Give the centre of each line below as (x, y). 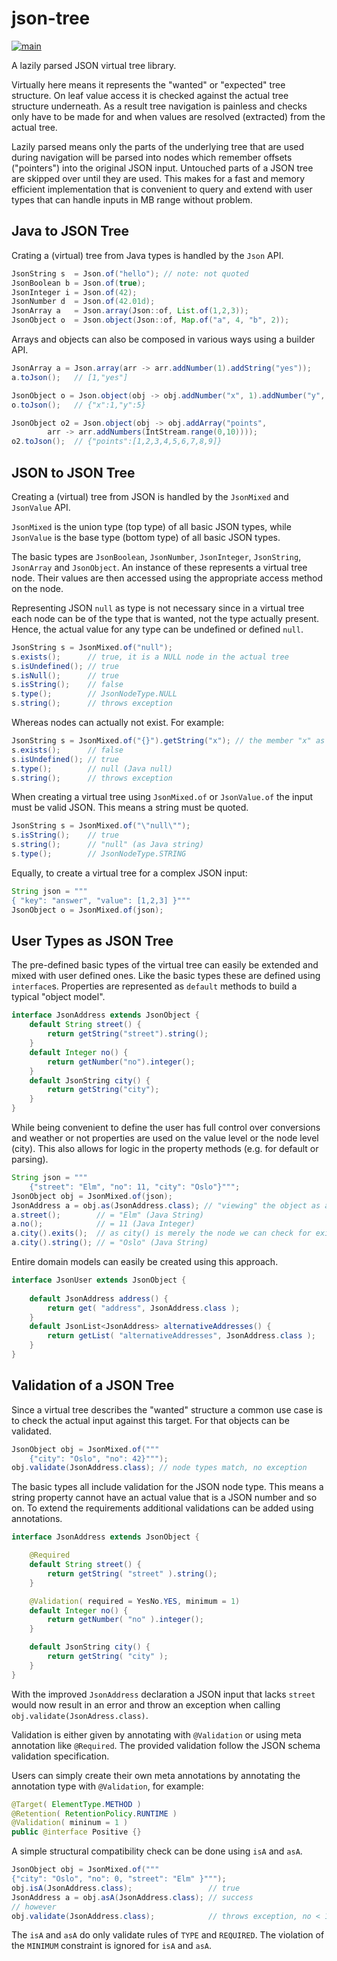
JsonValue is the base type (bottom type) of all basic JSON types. (146, 537)
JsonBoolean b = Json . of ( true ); (78, 283)
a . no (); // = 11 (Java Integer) (103, 1224)
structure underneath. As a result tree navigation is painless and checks (159, 106)
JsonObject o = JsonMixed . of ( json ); (87, 910)
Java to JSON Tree (70, 231)
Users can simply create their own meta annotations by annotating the (156, 1775)
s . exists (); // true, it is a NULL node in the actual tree (150, 657)
